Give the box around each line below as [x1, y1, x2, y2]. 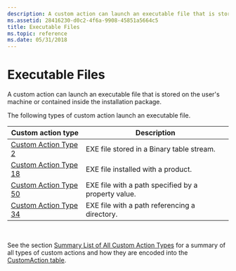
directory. [85, 209, 118, 219]
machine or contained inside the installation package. [7, 98, 162, 106]
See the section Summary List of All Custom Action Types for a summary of [7, 241, 226, 250]
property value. [85, 189, 136, 199]
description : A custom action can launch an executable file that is [7, 10, 216, 18]
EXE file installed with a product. [85, 165, 192, 175]
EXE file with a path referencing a [85, 201, 195, 210]
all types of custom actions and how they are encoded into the [7, 248, 188, 257]
